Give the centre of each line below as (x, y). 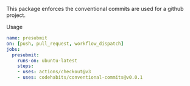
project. (16, 15)
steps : (26, 66)
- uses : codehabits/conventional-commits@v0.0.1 (80, 78)
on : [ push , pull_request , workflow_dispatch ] (65, 44)
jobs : (13, 49)
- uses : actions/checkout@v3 (54, 72)
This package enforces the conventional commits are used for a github (95, 9)
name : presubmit (27, 38)
